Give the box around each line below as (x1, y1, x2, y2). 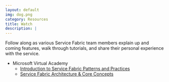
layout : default (5, 7, 39, 13)
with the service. (5, 51, 40, 57)
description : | (5, 26, 37, 31)
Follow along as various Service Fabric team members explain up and (5, 40, 149, 46)
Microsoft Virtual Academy (12, 60, 68, 66)
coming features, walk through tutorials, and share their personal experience (5, 45, 164, 51)
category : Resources (5, 17, 49, 22)
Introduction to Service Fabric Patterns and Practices (20, 66, 130, 72)
